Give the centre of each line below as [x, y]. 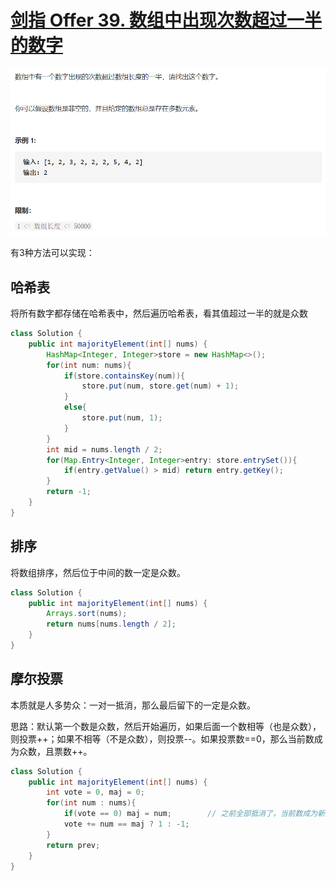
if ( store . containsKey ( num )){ [124, 376]
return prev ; [73, 845]
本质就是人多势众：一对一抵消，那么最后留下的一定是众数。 [133, 705]
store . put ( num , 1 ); [122, 418]
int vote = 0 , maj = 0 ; [95, 792]
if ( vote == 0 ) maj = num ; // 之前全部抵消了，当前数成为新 [194, 814]
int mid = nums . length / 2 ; [104, 449]
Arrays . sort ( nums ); [87, 614]
